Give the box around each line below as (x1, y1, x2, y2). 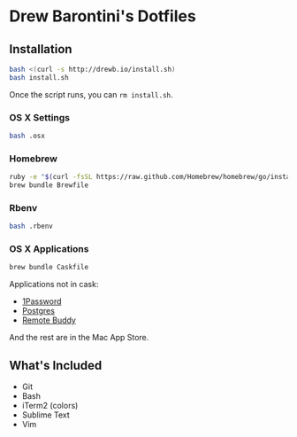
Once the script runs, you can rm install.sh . (9, 89, 174, 99)
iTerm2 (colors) (21, 401, 79, 411)
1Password (21, 296, 62, 307)
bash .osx (9, 131, 46, 141)
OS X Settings (9, 111, 71, 123)
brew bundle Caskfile (9, 263, 89, 272)
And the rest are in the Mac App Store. (9, 332, 149, 343)
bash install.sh (9, 73, 69, 82)
